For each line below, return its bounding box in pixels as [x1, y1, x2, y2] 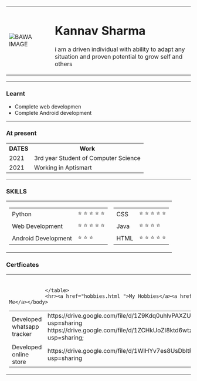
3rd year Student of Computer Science [34, 154, 141, 162]
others [55, 60, 73, 68]
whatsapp [12, 322, 39, 331]
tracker [12, 330, 32, 338]
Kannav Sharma [55, 23, 146, 38]
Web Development [12, 222, 63, 230]
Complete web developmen [14, 103, 81, 110]
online [12, 351, 29, 359]
